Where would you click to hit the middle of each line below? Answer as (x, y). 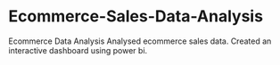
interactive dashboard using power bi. (78, 50)
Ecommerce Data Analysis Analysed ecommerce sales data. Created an (140, 41)
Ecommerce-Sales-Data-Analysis (136, 16)
